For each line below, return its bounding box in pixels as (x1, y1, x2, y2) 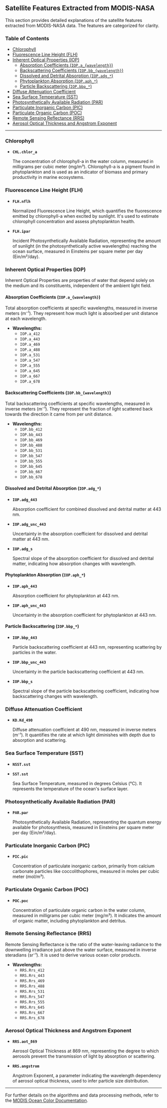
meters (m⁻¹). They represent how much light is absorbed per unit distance (5, 310, 158, 316)
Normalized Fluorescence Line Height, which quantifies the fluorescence (12, 208, 162, 214)
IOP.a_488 (19, 347, 41, 353)
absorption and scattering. (12, 737, 67, 743)
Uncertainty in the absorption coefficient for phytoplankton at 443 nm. (12, 612, 157, 618)
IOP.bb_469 (19, 438, 43, 443)
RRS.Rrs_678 (19, 1015, 45, 1020)
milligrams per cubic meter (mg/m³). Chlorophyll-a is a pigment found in (12, 164, 160, 170)
